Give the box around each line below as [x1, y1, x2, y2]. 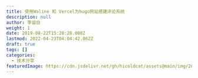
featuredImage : [6, 63, 44, 69]
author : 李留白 [6, 19, 41, 25]
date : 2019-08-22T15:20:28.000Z [6, 30, 85, 36]
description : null [6, 14, 51, 20]
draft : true [6, 42, 35, 48]
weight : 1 [6, 25, 31, 31]
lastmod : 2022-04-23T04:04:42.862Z [6, 36, 94, 42]
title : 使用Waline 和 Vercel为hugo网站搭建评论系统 [6, 8, 125, 15]
